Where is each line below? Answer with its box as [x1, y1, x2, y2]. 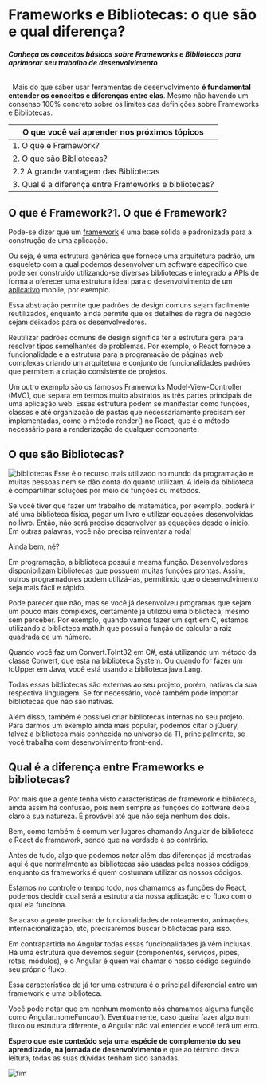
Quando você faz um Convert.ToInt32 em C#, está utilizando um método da [8, 648, 257, 657]
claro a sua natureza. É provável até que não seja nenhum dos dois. [8, 811, 230, 821]
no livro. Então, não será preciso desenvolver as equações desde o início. [8, 518, 250, 527]
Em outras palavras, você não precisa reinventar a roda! [8, 527, 192, 536]
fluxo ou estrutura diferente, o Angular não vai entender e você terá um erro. [8, 1020, 260, 1030]
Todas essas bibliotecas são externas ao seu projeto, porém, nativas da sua [8, 680, 257, 690]
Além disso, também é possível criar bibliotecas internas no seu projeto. [8, 712, 245, 722]
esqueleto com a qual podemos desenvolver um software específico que [8, 260, 248, 269]
